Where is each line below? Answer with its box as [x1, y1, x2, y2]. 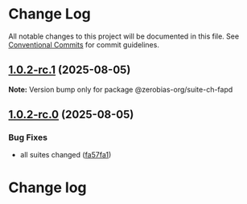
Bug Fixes [8, 132, 48, 143]
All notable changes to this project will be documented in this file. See [8, 31, 240, 41]
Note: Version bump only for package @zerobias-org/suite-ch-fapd [8, 84, 233, 94]
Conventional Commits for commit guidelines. [8, 39, 159, 49]
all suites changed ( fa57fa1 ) [19, 150, 112, 160]
